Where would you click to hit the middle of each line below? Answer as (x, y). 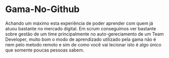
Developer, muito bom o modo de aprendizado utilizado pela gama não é (81, 39)
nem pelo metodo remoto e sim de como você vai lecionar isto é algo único (83, 44)
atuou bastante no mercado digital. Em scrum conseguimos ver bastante (81, 28)
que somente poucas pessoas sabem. (45, 50)
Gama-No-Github (42, 9)
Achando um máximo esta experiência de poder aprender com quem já (79, 23)
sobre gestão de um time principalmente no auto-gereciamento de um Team (84, 34)
